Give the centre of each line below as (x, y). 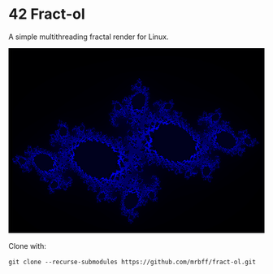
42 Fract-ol (47, 14)
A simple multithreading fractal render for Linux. (89, 37)
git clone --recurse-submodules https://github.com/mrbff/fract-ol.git (132, 262)
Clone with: (28, 246)
